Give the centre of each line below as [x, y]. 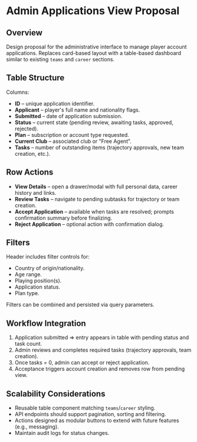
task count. [28, 344]
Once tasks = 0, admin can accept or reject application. [82, 363]
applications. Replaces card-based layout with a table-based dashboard [94, 53]
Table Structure [35, 78]
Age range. [28, 274]
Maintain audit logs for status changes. [62, 433]
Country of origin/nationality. [50, 268]
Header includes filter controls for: [48, 257]
